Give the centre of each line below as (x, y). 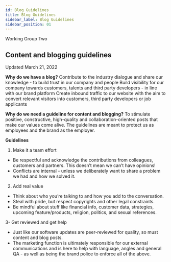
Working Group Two (26, 39)
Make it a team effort (35, 150)
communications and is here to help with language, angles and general (87, 249)
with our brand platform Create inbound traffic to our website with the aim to (86, 93)
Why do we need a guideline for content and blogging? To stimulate (78, 114)
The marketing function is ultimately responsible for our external (80, 243)
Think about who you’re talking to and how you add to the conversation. (88, 196)
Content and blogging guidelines (58, 55)
